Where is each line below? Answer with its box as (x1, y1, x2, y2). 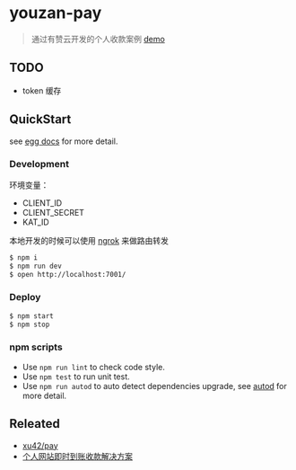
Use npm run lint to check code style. (22, 361, 166, 372)
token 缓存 (22, 84, 62, 96)
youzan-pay (9, 3, 102, 23)
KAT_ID (22, 217, 49, 227)
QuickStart (9, 111, 72, 128)
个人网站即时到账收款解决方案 (22, 450, 133, 461)
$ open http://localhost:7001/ (9, 270, 126, 279)
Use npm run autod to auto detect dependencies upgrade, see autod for (22, 380, 287, 391)
